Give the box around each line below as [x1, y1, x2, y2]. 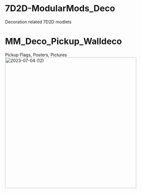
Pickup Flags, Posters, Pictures [5, 52, 67, 58]
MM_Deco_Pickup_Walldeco [5, 36, 122, 47]
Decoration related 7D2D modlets [5, 19, 72, 25]
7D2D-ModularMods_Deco [5, 3, 115, 14]
